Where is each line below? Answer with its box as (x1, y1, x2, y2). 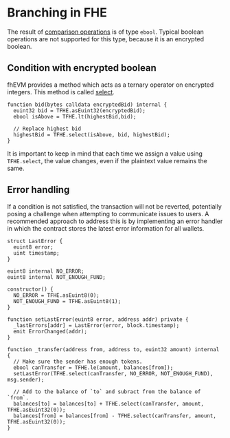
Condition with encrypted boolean (7, 62, 157, 74)
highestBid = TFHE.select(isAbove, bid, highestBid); (13, 131, 170, 138)
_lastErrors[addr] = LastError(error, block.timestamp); (13, 322, 180, 328)
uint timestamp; (13, 249, 60, 256)
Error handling (7, 184, 70, 196)
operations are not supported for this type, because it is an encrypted (7, 34, 205, 43)
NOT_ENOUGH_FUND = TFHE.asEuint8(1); (13, 298, 122, 304)
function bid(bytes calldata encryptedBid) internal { (7, 101, 168, 108)
